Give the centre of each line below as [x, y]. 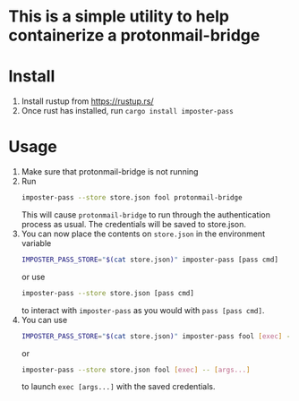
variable [36, 243]
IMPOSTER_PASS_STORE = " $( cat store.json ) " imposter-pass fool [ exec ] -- [158, 336]
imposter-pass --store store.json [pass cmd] [107, 293]
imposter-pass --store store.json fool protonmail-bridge [132, 198]
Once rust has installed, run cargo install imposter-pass [127, 111]
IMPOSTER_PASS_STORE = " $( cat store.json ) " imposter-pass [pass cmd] [150, 260]
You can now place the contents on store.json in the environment [143, 234]
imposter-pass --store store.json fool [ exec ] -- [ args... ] [136, 370]
